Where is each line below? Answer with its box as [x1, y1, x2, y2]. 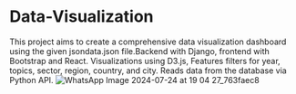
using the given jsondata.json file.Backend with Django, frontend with [9, 45, 270, 56]
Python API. [9, 74, 54, 85]
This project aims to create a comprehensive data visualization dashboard [9, 36, 287, 47]
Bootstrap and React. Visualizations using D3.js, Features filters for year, [9, 55, 281, 66]
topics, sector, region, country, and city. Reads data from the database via [9, 65, 287, 76]
